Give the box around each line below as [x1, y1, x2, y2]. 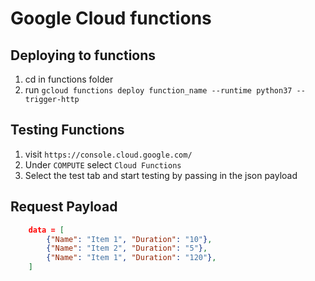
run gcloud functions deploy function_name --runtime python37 [24, 84, 293, 96]
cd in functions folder [24, 73, 114, 85]
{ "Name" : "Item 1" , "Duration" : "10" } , [46, 234, 213, 244]
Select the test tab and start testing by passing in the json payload [24, 169, 298, 181]
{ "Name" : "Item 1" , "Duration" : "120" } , [46, 253, 217, 263]
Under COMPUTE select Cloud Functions [24, 158, 182, 171]
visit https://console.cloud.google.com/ [24, 148, 193, 160]
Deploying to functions [10, 47, 157, 64]
